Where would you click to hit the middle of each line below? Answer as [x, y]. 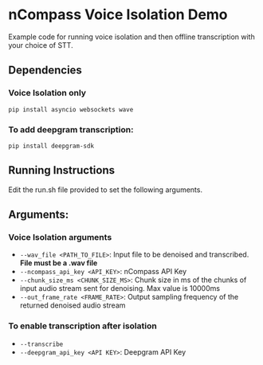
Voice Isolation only [47, 93]
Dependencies [45, 71]
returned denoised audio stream [73, 305]
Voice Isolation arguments [60, 237]
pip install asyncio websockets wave [71, 109]
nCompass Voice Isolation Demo [118, 15]
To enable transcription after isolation [82, 326]
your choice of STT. [41, 45]
